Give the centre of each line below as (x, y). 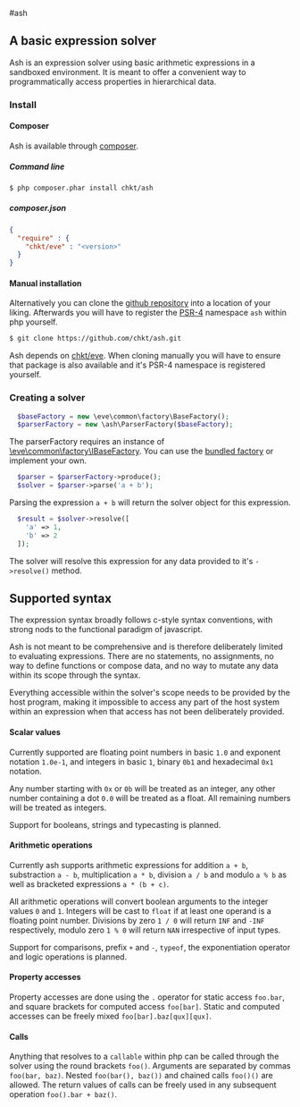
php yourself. (33, 322)
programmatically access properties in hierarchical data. (113, 81)
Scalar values (35, 731)
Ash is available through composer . (74, 146)
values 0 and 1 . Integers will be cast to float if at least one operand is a (141, 910)
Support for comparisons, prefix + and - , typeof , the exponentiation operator (150, 947)
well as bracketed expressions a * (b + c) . (89, 883)
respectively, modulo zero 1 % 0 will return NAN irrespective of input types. (145, 930)
